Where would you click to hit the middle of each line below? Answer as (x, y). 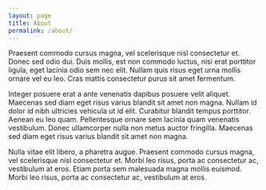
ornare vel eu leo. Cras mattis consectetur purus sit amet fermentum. (122, 79)
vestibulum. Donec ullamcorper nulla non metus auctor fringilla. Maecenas (131, 128)
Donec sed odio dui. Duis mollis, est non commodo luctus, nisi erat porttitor (132, 61)
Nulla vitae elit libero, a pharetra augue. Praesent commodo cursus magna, (131, 152)
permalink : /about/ (41, 30)
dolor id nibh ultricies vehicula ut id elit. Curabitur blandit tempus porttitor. (130, 111)
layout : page (30, 16)
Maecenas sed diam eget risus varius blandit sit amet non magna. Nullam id (133, 103)
